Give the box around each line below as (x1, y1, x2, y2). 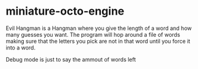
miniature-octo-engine (5, 4, 125, 18)
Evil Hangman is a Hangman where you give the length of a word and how (5, 24, 192, 32)
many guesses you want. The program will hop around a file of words (5, 31, 181, 38)
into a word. (5, 44, 36, 51)
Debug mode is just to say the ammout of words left (5, 56, 136, 63)
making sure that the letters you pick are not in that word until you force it (5, 37, 191, 45)
